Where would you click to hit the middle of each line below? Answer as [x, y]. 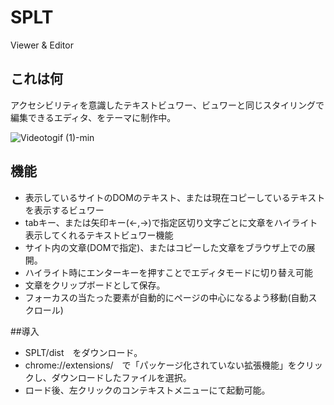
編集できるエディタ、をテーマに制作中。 [93, 117]
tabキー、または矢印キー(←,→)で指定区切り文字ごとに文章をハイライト [171, 222]
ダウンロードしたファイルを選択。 [121, 377]
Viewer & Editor [42, 45]
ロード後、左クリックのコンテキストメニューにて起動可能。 [147, 390]
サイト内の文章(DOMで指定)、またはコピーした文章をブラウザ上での [165, 247]
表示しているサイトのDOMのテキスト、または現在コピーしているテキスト [175, 197]
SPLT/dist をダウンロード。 [83, 352]
